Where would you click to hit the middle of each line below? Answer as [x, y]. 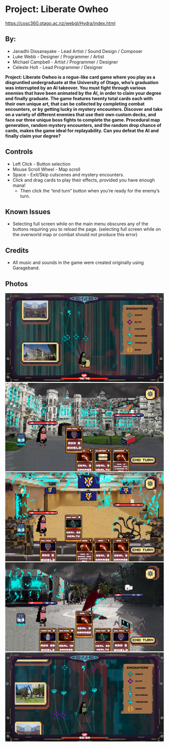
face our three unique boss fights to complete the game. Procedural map [82, 120]
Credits [17, 250]
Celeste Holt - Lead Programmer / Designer [58, 67]
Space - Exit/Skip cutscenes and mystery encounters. [68, 174]
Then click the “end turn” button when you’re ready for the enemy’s [90, 190]
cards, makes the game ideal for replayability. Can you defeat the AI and [82, 130]
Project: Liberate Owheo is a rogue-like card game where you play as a [80, 77]
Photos [17, 284]
